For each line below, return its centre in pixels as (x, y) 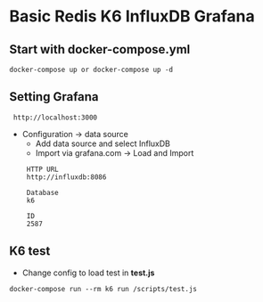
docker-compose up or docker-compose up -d (91, 69)
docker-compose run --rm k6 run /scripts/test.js (103, 289)
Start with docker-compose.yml (100, 49)
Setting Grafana (54, 97)
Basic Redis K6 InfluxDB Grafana (132, 16)
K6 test (30, 251)
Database (43, 192)
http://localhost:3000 (55, 118)
